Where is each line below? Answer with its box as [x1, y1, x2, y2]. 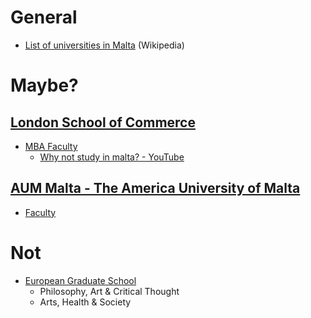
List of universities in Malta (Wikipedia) [24, 39, 185, 51]
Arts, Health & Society [39, 296, 132, 308]
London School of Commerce [10, 114, 196, 131]
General [10, 6, 78, 29]
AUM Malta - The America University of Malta [10, 180, 301, 197]
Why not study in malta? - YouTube [39, 151, 185, 163]
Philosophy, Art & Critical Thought [39, 285, 180, 297]
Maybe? [10, 74, 79, 97]
